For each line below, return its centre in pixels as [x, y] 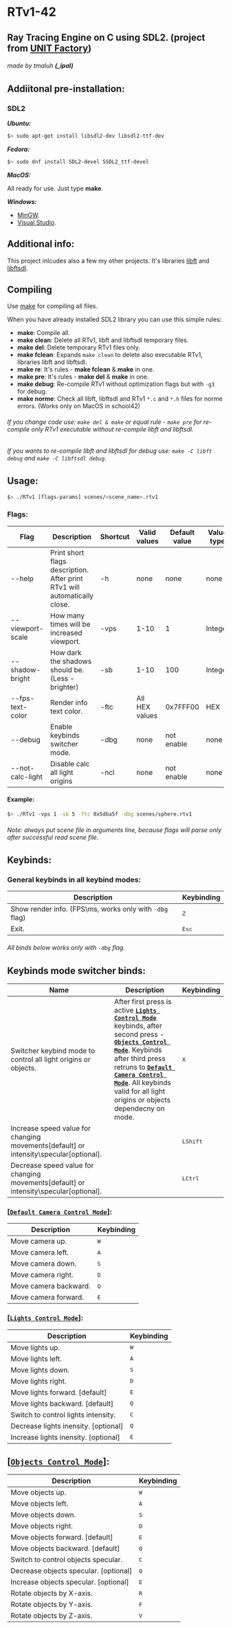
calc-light [26, 776]
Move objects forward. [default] [62, 1537]
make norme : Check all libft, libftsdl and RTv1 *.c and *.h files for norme [120, 399]
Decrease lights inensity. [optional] [67, 1426]
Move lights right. [38, 1381]
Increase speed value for [51, 1129]
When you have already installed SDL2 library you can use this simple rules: [114, 320]
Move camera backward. [51, 1286]
